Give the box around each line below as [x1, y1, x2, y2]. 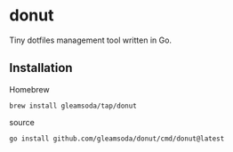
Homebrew [9, 84, 51, 94]
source [9, 116, 36, 127]
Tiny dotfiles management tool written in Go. [9, 35, 172, 45]
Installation [9, 60, 73, 76]
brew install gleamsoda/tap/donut [9, 101, 138, 110]
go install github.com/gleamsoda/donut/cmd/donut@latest [9, 134, 225, 143]
